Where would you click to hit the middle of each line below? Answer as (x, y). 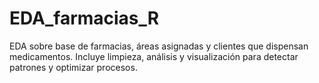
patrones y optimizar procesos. (73, 67)
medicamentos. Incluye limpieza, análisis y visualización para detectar (154, 56)
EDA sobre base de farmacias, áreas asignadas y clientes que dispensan (159, 46)
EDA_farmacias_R (84, 18)
